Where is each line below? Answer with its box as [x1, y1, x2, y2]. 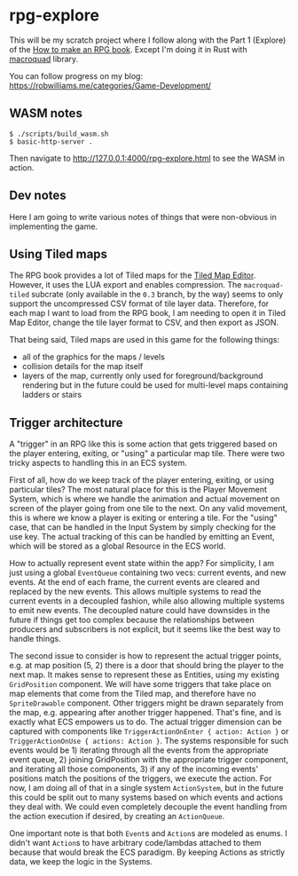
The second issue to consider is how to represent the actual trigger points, [9, 651, 282, 661]
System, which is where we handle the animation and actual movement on [9, 493, 280, 504]
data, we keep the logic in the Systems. [9, 856, 153, 867]
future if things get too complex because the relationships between [9, 614, 255, 626]
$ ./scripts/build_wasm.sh [9, 130, 109, 138]
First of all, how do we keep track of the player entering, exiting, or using [9, 475, 275, 485]
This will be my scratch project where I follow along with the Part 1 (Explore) [9, 35, 286, 45]
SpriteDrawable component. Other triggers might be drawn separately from [9, 698, 284, 708]
